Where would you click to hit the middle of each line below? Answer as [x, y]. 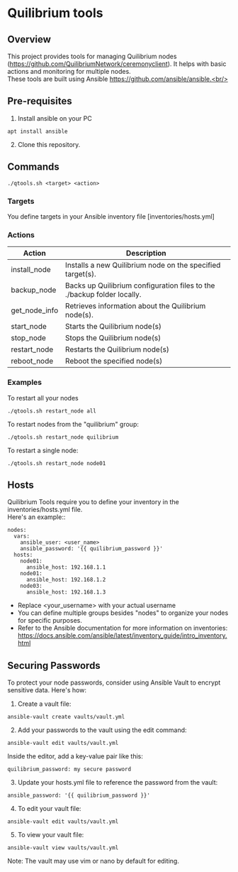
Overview [29, 39]
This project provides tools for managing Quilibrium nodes [92, 56]
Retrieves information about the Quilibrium [135, 306]
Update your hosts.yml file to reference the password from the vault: [118, 783]
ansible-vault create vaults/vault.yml [66, 717]
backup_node [34, 290]
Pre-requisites [40, 101]
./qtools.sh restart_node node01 [57, 463]
